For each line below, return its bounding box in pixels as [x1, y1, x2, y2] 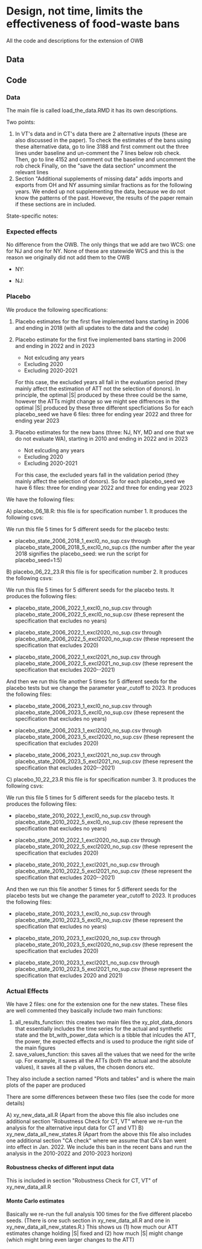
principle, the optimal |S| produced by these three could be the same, [14, 391, 188, 399]
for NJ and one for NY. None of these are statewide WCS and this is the [6, 247, 185, 255]
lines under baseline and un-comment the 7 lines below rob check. [14, 150, 181, 157]
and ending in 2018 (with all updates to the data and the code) [14, 324, 169, 331]
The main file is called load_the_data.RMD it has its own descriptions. [6, 107, 178, 114]
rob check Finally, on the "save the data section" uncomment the [14, 162, 177, 169]
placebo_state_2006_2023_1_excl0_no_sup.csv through [14, 702, 152, 709]
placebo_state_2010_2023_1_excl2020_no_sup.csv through [14, 934, 161, 941]
